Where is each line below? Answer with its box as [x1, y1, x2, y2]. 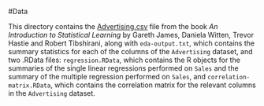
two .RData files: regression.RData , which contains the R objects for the [8, 55, 240, 64]
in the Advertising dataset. [8, 89, 96, 97]
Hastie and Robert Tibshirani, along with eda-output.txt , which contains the [8, 38, 255, 48]
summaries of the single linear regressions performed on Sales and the [8, 64, 239, 73]
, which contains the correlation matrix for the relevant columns [50, 80, 256, 90]
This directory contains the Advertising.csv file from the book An [8, 22, 218, 31]
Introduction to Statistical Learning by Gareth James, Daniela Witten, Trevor [8, 31, 255, 39]
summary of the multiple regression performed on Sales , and [8, 72, 206, 81]
